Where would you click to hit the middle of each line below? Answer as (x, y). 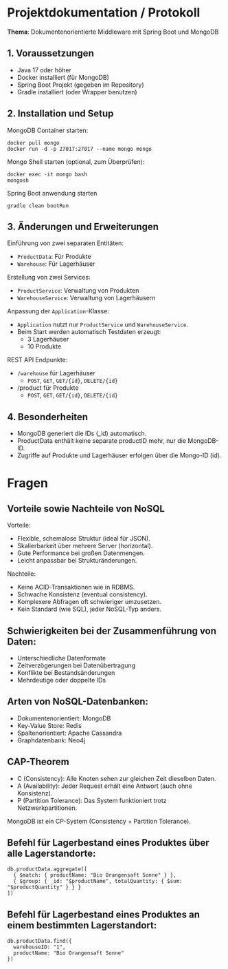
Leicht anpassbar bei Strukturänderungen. (77, 561)
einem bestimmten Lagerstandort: (82, 925)
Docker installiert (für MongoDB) (63, 77)
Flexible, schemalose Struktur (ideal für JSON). (84, 539)
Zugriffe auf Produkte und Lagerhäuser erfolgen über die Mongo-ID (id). (119, 455)
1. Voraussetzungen (50, 53)
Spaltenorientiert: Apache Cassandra (69, 733)
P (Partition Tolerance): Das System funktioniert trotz (92, 800)
